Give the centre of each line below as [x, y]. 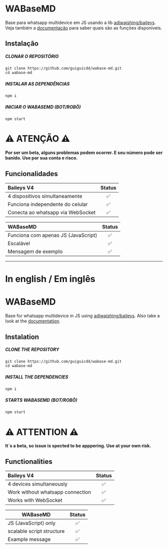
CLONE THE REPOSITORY [32, 349]
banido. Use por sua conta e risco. [41, 158]
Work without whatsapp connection [49, 492]
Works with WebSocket [35, 500]
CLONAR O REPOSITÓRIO [32, 56]
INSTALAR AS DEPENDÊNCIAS [37, 83]
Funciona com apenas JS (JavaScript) [52, 235]
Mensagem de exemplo [35, 251]
